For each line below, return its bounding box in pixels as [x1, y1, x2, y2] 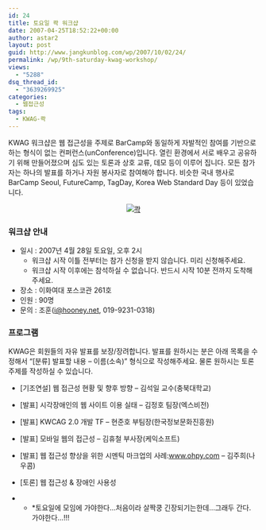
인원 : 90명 [19, 296, 54, 305]
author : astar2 [8, 33, 59, 42]
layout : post [8, 41, 52, 49]
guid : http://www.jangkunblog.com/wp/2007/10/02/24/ [8, 48, 187, 56]
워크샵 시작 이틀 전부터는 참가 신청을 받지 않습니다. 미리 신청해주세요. [31, 256, 246, 265]
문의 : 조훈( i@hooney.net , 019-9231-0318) [19, 305, 156, 315]
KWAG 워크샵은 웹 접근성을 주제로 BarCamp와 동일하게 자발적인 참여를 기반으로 [8, 137, 256, 147]
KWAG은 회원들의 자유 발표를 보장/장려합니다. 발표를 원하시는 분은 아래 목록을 [8, 346, 250, 356]
